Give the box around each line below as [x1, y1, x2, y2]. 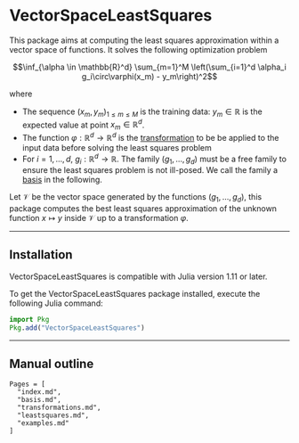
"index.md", [17, 388, 62, 397]
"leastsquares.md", [17, 411, 90, 420]
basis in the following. [21, 175, 102, 185]
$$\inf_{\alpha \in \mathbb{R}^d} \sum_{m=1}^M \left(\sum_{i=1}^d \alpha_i [12, 62, 287, 72]
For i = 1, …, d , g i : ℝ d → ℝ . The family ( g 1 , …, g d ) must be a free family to [21, 152, 287, 166]
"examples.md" [17, 419, 69, 428]
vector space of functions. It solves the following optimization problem [9, 44, 268, 54]
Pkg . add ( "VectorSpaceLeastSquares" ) [9, 323, 145, 332]
